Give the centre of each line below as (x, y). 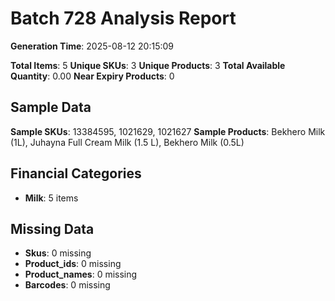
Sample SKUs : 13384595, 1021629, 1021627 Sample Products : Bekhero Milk (168, 131)
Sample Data (51, 107)
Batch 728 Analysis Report (123, 18)
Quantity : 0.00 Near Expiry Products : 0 (92, 76)
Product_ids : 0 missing (73, 264)
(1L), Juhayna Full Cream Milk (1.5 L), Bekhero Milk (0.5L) (127, 142)
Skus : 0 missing (58, 253)
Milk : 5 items (51, 198)
